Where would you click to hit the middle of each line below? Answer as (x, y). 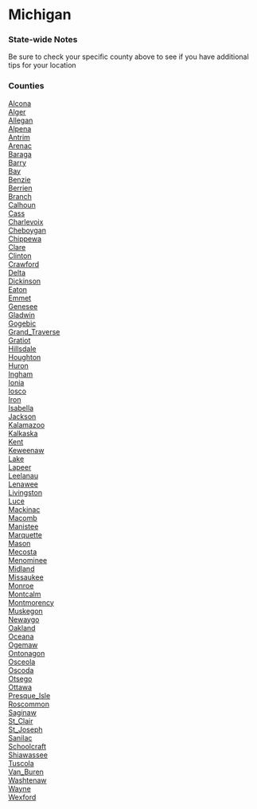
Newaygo (24, 619)
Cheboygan (27, 230)
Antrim (19, 137)
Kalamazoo (27, 424)
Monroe (21, 585)
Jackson (22, 416)
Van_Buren (26, 772)
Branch (20, 196)
